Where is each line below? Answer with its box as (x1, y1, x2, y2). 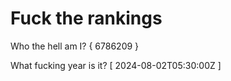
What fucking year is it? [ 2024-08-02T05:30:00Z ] (10, 59, 222, 71)
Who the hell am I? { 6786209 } (10, 40, 140, 52)
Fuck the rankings (10, 7, 163, 30)
